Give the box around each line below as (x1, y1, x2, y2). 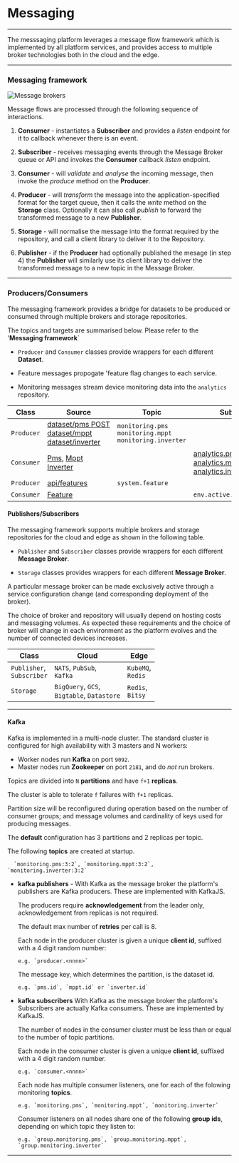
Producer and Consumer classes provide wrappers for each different (17, 347, 213, 356)
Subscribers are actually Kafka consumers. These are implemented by (17, 1004, 224, 1012)
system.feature (117, 479, 169, 487)
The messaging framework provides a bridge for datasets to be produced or (7, 305, 231, 313)
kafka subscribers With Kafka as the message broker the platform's (17, 996, 218, 1005)
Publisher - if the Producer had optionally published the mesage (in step (17, 248, 232, 258)
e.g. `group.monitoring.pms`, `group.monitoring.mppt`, (17, 1136, 187, 1143)
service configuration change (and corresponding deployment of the (7, 589, 208, 598)
